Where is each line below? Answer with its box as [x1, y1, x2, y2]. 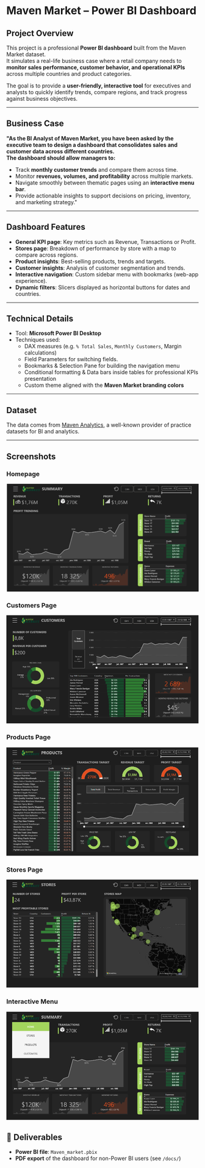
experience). [15, 277, 48, 284]
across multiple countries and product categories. [6, 70, 132, 77]
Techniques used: [15, 336, 60, 343]
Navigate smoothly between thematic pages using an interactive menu [15, 178, 195, 186]
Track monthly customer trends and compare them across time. [15, 166, 178, 173]
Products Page [6, 733, 51, 741]
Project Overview [6, 28, 74, 39]
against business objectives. [6, 95, 78, 102]
